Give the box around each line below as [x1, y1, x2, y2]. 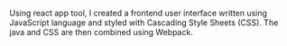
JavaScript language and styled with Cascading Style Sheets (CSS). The [9, 17, 279, 28]
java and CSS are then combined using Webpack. [9, 27, 194, 37]
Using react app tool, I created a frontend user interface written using [9, 8, 268, 18]
